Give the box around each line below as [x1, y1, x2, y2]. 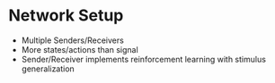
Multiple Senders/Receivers [21, 35, 125, 46]
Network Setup [8, 5, 124, 26]
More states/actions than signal [21, 44, 138, 54]
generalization [21, 63, 75, 74]
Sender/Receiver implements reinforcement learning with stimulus [21, 54, 267, 64]
